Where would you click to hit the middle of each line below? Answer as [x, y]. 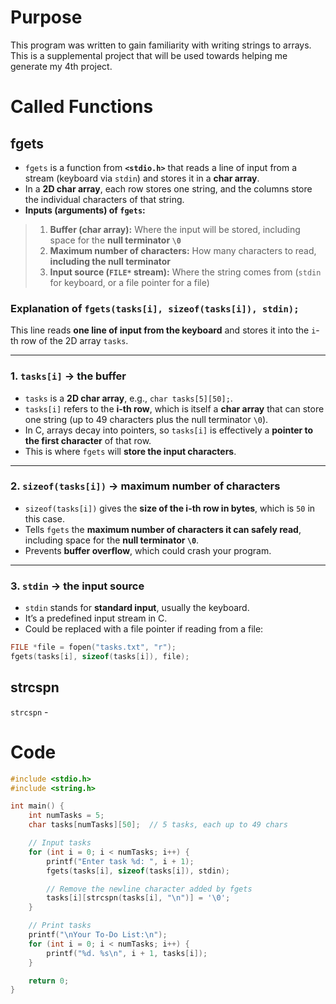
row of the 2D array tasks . [74, 341]
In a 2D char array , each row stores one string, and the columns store [168, 188]
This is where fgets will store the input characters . [130, 451]
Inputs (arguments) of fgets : [85, 210]
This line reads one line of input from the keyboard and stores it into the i [163, 330]
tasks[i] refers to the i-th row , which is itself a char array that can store [174, 408]
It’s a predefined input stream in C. [96, 618]
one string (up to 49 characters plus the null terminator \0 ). [146, 419]
